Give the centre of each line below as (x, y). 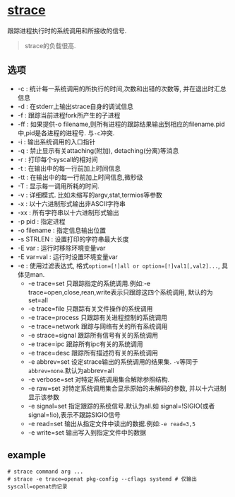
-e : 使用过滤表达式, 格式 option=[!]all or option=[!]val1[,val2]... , (119, 265)
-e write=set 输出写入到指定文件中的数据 (87, 432)
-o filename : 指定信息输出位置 (62, 230)
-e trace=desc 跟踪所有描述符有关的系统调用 (93, 353)
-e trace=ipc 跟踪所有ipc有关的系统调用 (85, 344)
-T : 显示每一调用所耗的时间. (59, 185)
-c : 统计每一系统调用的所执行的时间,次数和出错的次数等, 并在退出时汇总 (122, 88)
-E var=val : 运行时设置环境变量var (68, 256)
